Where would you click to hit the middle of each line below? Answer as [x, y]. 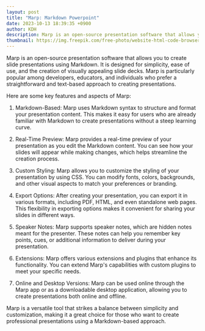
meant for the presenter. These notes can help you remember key [98, 233]
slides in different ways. [45, 215]
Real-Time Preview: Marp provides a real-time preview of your [93, 139]
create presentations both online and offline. [71, 296]
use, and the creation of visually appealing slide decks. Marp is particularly [101, 71]
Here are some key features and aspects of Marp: [69, 96]
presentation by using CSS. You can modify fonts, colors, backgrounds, [105, 177]
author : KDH [21, 29]
